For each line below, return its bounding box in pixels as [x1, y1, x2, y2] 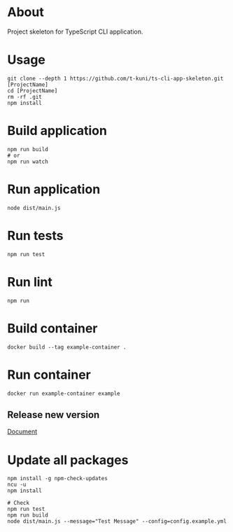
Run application [7, 181, 101, 197]
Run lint [7, 274, 52, 290]
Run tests [7, 227, 64, 244]
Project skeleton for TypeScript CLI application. [7, 27, 143, 36]
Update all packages [7, 452, 129, 468]
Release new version [7, 409, 100, 421]
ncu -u [7, 481, 27, 489]
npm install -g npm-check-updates [7, 475, 108, 482]
